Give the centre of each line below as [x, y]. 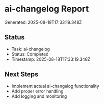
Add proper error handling [37, 91]
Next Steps [21, 74]
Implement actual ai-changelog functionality [55, 86]
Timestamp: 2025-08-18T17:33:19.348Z [51, 59]
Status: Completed [30, 54]
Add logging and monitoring [39, 96]
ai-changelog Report [47, 9]
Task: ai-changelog [31, 49]
